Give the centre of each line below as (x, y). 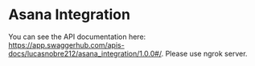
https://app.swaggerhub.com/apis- (66, 45)
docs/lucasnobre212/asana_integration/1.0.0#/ (85, 53)
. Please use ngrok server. (204, 53)
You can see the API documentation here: (77, 37)
